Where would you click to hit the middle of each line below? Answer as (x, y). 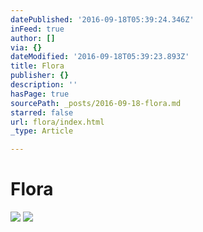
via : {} (26, 47)
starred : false (42, 112)
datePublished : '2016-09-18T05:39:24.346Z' (102, 19)
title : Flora (37, 66)
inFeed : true (37, 29)
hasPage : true (40, 94)
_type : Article (42, 131)
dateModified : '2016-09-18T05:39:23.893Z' (100, 57)
